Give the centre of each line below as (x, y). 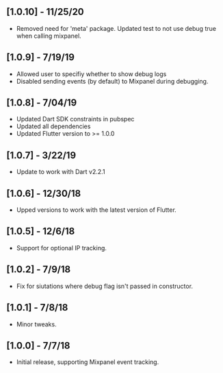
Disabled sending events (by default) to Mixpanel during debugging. (112, 81)
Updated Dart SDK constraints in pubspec (75, 119)
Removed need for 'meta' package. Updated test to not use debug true (116, 28)
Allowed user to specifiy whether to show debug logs (91, 74)
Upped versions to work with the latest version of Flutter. (96, 210)
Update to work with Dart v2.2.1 (61, 172)
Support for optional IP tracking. (62, 248)
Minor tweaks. (36, 324)
